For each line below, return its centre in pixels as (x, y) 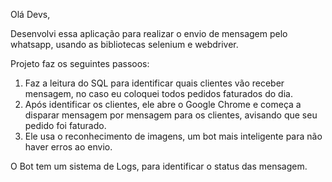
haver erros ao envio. (68, 147)
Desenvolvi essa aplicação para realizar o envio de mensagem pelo (149, 33)
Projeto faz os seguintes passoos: (80, 63)
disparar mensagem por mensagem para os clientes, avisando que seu (171, 115)
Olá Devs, (30, 14)
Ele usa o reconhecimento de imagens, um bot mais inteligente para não (173, 136)
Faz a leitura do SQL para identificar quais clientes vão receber (154, 83)
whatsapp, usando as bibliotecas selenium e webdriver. (124, 44)
